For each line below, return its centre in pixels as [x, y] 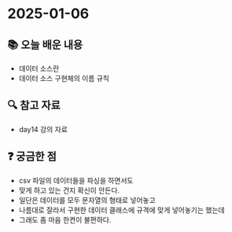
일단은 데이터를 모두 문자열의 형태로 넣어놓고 [87, 200]
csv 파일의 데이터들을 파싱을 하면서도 [76, 180]
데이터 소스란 [39, 68]
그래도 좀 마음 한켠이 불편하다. [65, 219]
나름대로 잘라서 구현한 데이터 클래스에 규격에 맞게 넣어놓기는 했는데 [122, 210]
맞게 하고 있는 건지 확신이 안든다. [69, 190]
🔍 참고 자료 [34, 106]
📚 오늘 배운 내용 [45, 44]
